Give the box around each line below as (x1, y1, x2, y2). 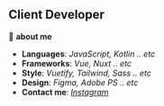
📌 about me (8, 31, 52, 41)
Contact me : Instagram (21, 86, 109, 97)
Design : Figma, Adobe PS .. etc (21, 76, 139, 88)
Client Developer (8, 7, 105, 22)
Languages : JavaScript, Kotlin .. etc (21, 49, 156, 59)
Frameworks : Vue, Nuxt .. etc (21, 57, 132, 68)
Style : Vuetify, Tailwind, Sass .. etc (21, 67, 152, 78)
